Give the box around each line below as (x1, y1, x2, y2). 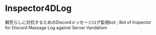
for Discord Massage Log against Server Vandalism (5, 24, 107, 30)
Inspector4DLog (5, 3, 72, 14)
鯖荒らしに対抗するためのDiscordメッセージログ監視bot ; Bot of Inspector (5, 19, 152, 25)
